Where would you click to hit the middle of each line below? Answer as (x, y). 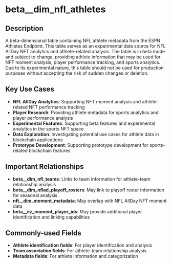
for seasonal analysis (35, 195)
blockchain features (50, 150)
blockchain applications (38, 140)
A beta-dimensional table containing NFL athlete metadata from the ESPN (83, 40)
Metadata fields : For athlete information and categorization (75, 256)
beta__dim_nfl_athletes (56, 9)
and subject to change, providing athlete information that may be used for (83, 57)
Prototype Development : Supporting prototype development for (81, 145)
